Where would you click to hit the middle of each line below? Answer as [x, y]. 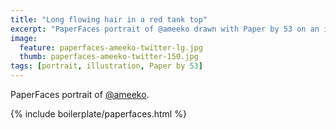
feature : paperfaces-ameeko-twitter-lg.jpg [111, 47]
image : [24, 38]
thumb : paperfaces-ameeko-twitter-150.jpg [109, 57]
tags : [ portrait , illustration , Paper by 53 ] [106, 66]
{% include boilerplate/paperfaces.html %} [98, 114]
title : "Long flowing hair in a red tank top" [109, 19]
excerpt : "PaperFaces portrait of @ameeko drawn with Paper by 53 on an [165, 29]
